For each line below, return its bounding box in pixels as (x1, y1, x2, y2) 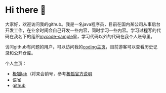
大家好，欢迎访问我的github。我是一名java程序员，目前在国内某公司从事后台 (5, 21, 161, 27)
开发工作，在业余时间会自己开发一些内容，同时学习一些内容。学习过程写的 (5, 27, 157, 33)
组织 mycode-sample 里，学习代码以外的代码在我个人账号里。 (31, 33, 155, 39)
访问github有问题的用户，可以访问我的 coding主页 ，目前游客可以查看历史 (5, 44, 153, 49)
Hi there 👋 (5, 4, 46, 16)
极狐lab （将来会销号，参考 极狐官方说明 (12, 70, 92, 76)
